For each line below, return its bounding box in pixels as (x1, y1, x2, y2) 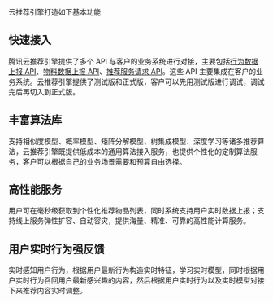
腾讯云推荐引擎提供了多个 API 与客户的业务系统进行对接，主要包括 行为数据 (8, 56, 259, 66)
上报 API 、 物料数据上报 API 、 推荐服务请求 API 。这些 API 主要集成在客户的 (8, 66, 257, 76)
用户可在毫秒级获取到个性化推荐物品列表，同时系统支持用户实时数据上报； (8, 206, 258, 216)
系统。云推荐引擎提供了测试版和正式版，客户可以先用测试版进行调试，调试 (15, 77, 265, 86)
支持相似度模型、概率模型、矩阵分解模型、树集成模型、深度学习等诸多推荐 (8, 136, 258, 146)
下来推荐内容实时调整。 (8, 286, 87, 296)
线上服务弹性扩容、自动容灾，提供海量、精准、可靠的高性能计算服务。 (15, 216, 250, 226)
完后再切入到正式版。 (8, 86, 80, 96)
